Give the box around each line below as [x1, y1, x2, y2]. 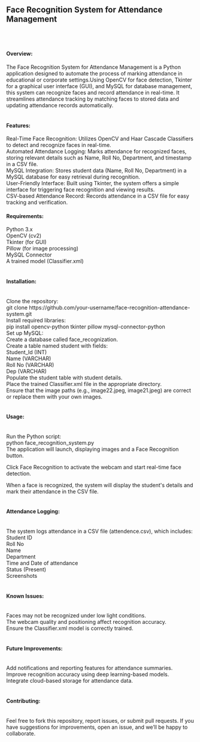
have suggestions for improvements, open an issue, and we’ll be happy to [6, 723, 188, 731]
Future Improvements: [6, 644, 63, 652]
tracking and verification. [6, 199, 68, 206]
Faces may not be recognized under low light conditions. [6, 612, 147, 619]
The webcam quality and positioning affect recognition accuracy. [6, 619, 166, 626]
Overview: [6, 50, 33, 58]
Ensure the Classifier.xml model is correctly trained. [6, 625, 134, 632]
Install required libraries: [6, 316, 66, 324]
